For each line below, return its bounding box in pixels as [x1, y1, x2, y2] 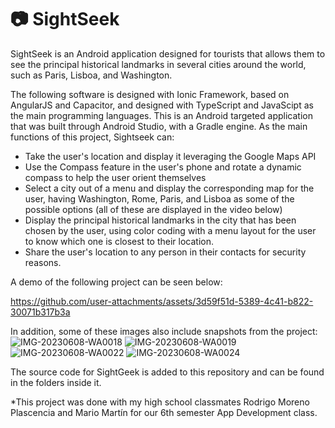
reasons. [24, 256, 62, 268]
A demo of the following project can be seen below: [10, 276, 223, 288]
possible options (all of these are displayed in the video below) [24, 203, 283, 215]
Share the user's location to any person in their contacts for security [24, 246, 307, 258]
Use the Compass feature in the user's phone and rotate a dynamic [24, 161, 302, 173]
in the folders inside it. [10, 376, 102, 388]
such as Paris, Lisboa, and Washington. [10, 69, 173, 81]
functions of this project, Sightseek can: [10, 131, 175, 143]
